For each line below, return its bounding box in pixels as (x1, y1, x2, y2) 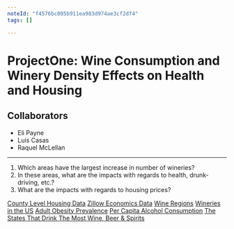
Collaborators (7, 110, 68, 122)
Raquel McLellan (17, 143, 65, 152)
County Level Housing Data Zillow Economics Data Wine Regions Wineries (7, 199, 221, 207)
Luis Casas (17, 136, 49, 144)
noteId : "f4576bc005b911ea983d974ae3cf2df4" (7, 10, 139, 17)
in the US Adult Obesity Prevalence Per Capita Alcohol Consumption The (7, 206, 216, 214)
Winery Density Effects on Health (7, 68, 205, 84)
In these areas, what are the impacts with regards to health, (17, 171, 188, 179)
